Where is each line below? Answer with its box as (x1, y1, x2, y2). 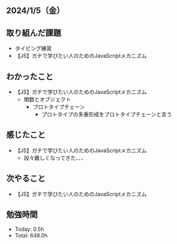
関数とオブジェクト (23, 96, 72, 103)
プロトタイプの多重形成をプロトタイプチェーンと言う (41, 111, 172, 118)
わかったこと (6, 71, 54, 82)
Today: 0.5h (14, 226, 45, 233)
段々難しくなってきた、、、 (23, 154, 86, 161)
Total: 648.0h (14, 232, 48, 239)
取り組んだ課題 (6, 27, 61, 38)
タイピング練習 (14, 45, 52, 52)
